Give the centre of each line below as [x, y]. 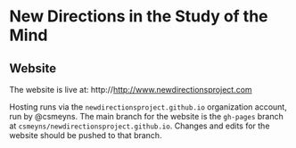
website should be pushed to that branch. [86, 135]
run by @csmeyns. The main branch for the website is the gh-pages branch [146, 116]
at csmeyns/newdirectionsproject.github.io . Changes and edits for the [140, 126]
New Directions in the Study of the [139, 16]
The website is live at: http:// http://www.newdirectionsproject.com [131, 90]
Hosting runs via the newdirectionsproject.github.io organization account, [148, 107]
